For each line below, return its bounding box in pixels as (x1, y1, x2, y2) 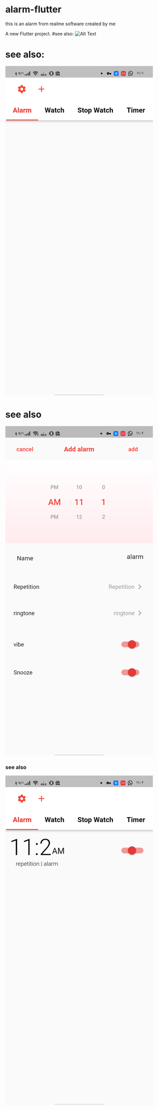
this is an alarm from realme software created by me (5, 21, 116, 27)
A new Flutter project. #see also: (5, 30, 74, 37)
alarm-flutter (5, 4, 62, 15)
